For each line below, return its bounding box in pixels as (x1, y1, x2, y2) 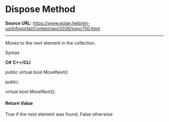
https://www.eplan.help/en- (32, 20, 91, 26)
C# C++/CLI (5, 59, 31, 65)
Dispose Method (5, 4, 75, 15)
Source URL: (5, 20, 32, 26)
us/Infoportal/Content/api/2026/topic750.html (5, 25, 101, 31)
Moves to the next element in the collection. (5, 40, 96, 46)
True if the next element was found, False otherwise (5, 111, 113, 117)
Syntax (5, 49, 20, 56)
